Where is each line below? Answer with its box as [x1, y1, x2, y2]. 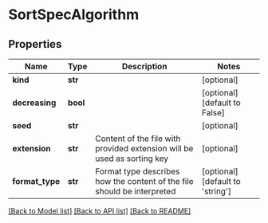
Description [121, 61, 167, 72]
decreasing [12, 97, 57, 108]
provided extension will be [95, 143, 194, 154]
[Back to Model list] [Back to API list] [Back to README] [8, 206, 191, 216]
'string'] [202, 186, 231, 197]
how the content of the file [95, 176, 194, 186]
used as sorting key [95, 153, 169, 164]
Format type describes [95, 166, 180, 177]
